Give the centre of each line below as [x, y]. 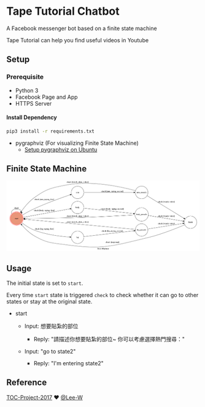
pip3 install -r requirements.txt [51, 131]
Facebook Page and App [46, 97]
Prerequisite [25, 77]
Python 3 [27, 90]
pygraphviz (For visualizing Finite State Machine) [77, 143]
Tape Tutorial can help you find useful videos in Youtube [78, 40]
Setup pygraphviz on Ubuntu [61, 149]
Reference [27, 383]
